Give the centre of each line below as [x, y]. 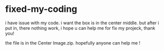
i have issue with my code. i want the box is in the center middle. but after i [82, 23]
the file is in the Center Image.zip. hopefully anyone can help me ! [73, 43]
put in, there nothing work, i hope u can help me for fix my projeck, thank [80, 28]
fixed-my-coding [41, 9]
